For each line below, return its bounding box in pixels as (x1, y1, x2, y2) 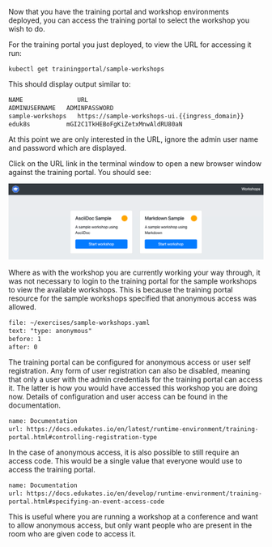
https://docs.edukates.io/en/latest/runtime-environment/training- (26, 425, 259, 434)
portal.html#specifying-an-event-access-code (8, 498, 164, 506)
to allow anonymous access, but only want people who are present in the (8, 520, 253, 530)
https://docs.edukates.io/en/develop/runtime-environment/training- (26, 489, 263, 498)
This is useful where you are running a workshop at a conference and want (8, 512, 259, 522)
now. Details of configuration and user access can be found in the (8, 392, 228, 402)
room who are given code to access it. (8, 529, 136, 539)
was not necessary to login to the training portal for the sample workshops (8, 276, 257, 286)
